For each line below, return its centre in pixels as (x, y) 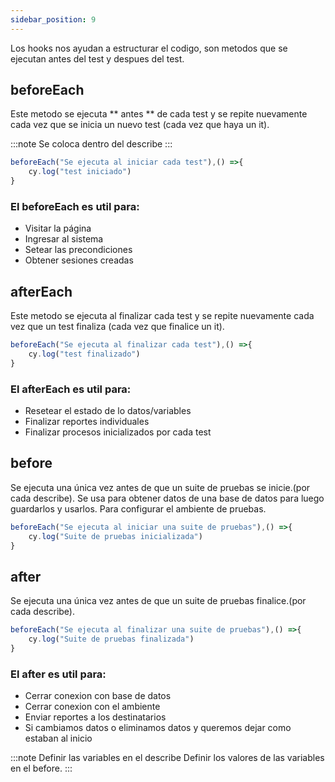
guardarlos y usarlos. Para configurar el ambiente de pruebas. (138, 508)
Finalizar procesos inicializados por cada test (118, 432)
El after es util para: (58, 674)
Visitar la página (58, 228)
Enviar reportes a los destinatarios (95, 717)
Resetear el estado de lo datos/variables (108, 411)
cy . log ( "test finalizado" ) (84, 354)
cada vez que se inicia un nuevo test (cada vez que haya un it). (140, 125)
